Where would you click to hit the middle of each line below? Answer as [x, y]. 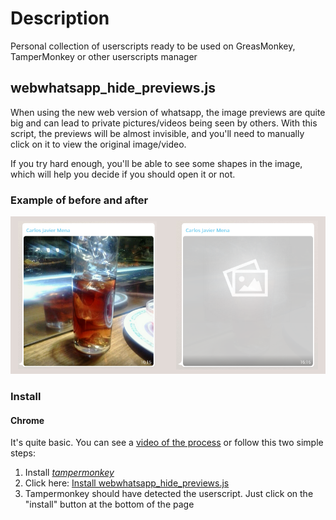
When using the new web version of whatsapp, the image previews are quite [168, 112]
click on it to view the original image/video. [98, 144]
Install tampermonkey [69, 473]
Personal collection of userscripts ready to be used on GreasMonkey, [153, 46]
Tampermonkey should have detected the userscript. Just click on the [169, 494]
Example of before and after [79, 200]
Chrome [27, 420]
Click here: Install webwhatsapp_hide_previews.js [127, 483]
